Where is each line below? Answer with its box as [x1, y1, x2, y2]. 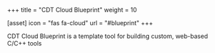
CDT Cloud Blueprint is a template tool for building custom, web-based [7, 32, 208, 40]
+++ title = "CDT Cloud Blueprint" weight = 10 [7, 6, 137, 14]
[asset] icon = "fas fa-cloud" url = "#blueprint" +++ [7, 19, 154, 26]
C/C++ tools [7, 39, 42, 47]
